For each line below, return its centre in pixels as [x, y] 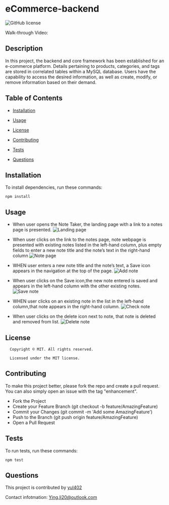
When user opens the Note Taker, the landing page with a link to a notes [88, 224]
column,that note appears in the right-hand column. [66, 307]
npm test [14, 460]
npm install [18, 197]
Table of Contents [34, 98]
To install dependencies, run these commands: [54, 187]
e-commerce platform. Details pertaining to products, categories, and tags [82, 66]
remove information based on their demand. [51, 82]
